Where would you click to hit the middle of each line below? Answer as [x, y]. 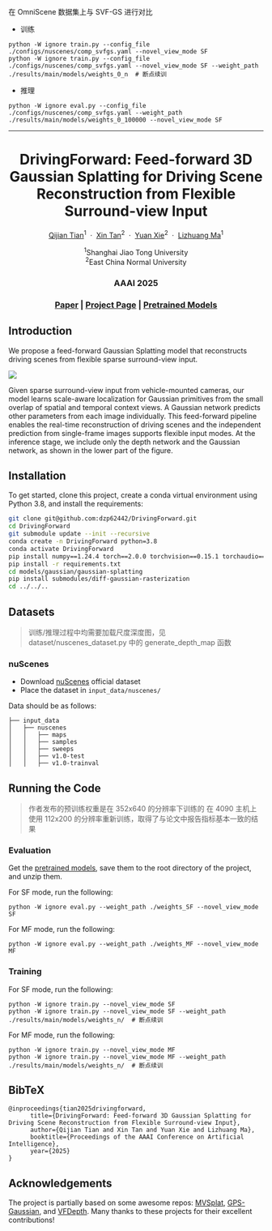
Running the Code [55, 788]
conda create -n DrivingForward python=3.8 [83, 541]
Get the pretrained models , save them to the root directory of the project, [130, 868]
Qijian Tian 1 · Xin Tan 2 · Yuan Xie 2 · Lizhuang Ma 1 [136, 234]
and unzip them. [36, 877]
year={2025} [50, 1152]
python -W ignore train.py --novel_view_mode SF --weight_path [117, 1011]
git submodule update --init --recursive [79, 534]
